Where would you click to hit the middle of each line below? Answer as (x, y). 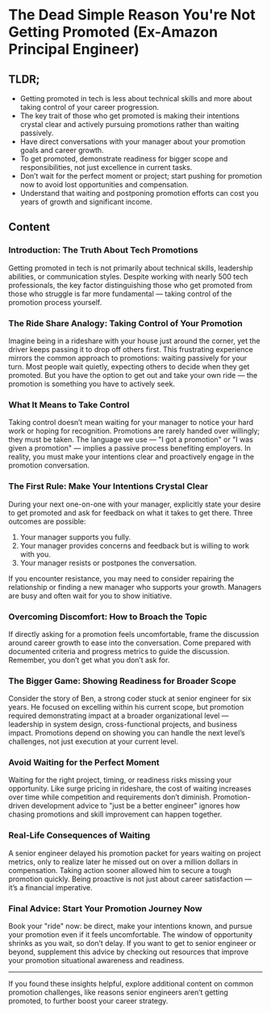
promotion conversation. (49, 465)
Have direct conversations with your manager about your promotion (133, 142)
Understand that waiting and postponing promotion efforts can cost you (140, 193)
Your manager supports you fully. (75, 537)
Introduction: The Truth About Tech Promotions (104, 250)
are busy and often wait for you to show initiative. (90, 596)
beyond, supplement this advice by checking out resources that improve (129, 952)
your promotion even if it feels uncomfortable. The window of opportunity (131, 935)
